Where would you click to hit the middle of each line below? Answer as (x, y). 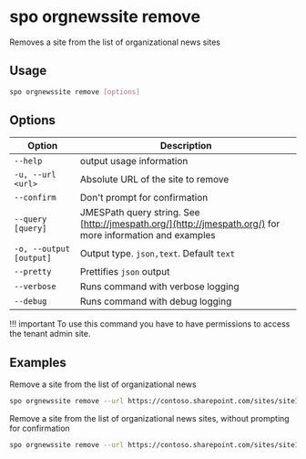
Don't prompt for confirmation (144, 198)
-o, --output (42, 249)
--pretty (33, 272)
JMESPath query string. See (140, 213)
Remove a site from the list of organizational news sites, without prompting (149, 419)
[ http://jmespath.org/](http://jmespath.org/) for (180, 224)
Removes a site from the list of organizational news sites (115, 42)
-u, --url (35, 175)
